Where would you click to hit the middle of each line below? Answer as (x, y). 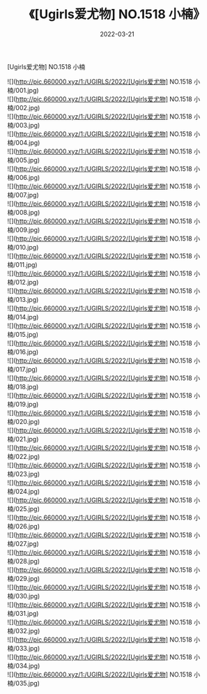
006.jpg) (28, 177)
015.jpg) (27, 334)
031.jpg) (27, 613)
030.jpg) (28, 596)
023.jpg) (28, 474)
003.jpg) (28, 125)
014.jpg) (27, 317)
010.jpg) (27, 247)
